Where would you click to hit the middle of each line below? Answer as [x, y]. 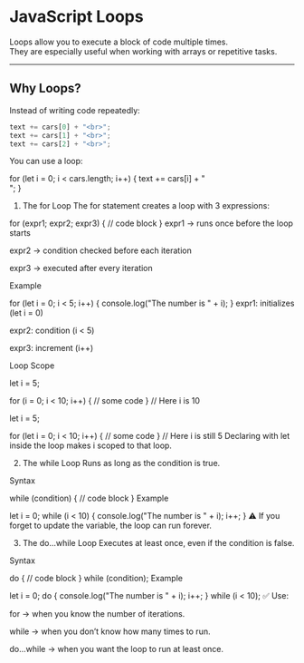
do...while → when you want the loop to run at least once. [117, 649]
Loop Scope [32, 366]
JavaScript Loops [76, 17]
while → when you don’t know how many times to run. [110, 631]
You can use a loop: [46, 161]
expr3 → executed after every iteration [81, 268]
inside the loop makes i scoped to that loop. [90, 445]
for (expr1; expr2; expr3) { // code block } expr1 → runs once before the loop [152, 223]
